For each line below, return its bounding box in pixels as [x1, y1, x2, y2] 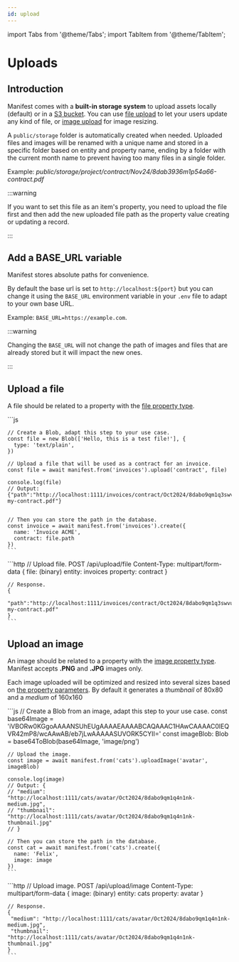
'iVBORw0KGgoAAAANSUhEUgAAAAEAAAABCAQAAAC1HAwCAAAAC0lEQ [7, 722, 230, 731]
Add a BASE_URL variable [7, 252, 122, 264]
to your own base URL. [7, 299, 75, 308]
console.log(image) [7, 776, 65, 783]
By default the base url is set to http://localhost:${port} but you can [7, 284, 213, 293]
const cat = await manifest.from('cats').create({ [7, 844, 161, 852]
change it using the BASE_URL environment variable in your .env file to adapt [7, 292, 228, 301]
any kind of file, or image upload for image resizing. [7, 117, 159, 125]
